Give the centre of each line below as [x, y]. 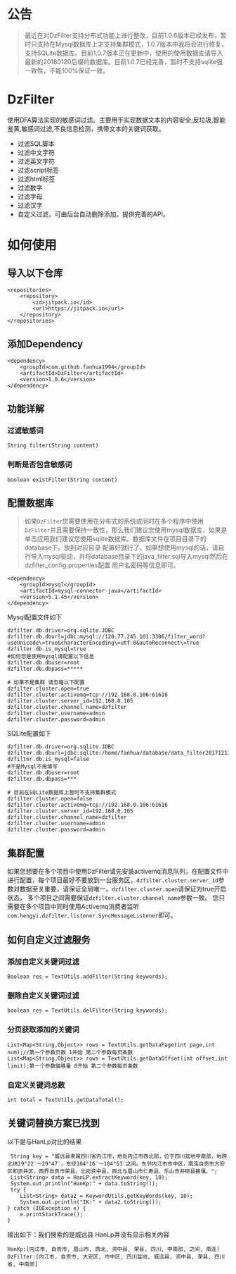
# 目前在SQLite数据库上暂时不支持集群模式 [62, 793]
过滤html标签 [36, 179]
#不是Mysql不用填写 [33, 767]
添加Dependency [45, 344]
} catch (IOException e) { [47, 1208]
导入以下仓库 [35, 273]
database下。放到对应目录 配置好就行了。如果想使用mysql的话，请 [122, 548]
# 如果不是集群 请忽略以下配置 [46, 683]
